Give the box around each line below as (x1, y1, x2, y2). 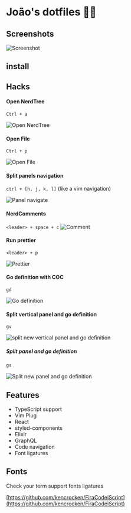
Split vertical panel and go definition (6, 311, 97, 318)
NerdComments (6, 210, 46, 217)
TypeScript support (14, 406, 62, 413)
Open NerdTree (6, 98, 45, 105)
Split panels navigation (6, 172, 64, 179)
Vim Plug (14, 411, 37, 419)
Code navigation (14, 443, 55, 450)
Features (6, 390, 40, 400)
